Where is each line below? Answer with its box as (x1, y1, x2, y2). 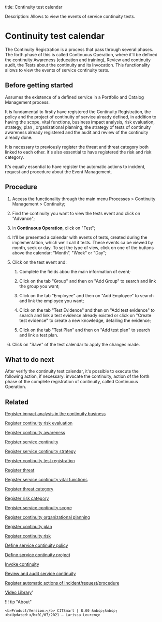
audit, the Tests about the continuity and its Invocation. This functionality (5, 62, 150, 67)
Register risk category (5, 495, 49, 502)
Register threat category (5, 486, 54, 492)
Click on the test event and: (12, 259, 67, 265)
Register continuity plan (5, 524, 52, 530)
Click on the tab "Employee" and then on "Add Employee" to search (19, 292, 154, 298)
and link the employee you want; (19, 298, 84, 303)
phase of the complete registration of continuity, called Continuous (5, 379, 138, 385)
